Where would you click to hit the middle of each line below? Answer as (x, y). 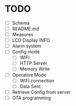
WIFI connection (37, 81)
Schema (21, 23)
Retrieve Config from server (41, 92)
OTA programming (32, 98)
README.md (26, 29)
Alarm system (27, 46)
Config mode (26, 52)
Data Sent (30, 86)
